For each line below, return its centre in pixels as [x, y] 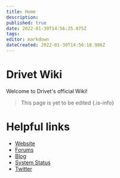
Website [25, 143]
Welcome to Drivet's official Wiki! [47, 91]
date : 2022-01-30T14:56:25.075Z [46, 28]
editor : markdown [28, 39]
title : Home [21, 12]
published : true [26, 23]
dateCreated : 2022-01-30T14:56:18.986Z [56, 45]
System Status [33, 162]
